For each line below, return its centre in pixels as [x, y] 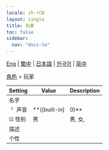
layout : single [25, 19]
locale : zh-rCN [25, 13]
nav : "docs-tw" [31, 45]
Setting [18, 90]
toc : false [20, 32]
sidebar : [17, 39]
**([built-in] [48, 109]
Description [84, 90]
